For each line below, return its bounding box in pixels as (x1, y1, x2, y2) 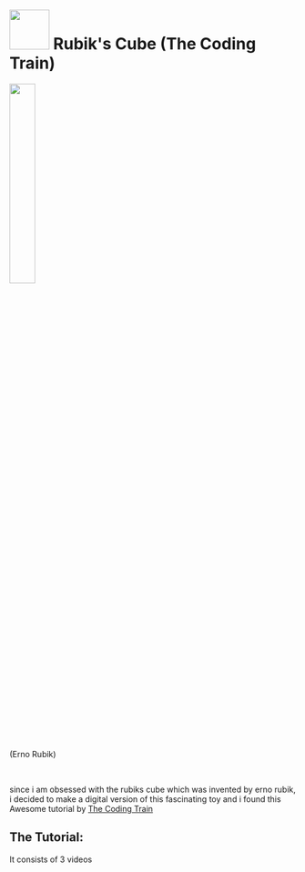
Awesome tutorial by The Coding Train (9, 803, 153, 814)
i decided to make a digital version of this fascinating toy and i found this (9, 793, 281, 805)
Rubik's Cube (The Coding (53, 34, 257, 55)
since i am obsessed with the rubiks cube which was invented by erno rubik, (9, 784, 296, 795)
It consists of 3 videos (9, 854, 93, 865)
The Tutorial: (9, 829, 84, 846)
